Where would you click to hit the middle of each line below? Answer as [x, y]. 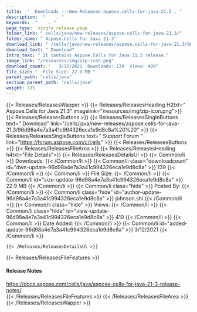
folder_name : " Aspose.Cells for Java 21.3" [61, 39]
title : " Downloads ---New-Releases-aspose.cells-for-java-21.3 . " [94, 11]
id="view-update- [88, 211]
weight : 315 [21, 88]
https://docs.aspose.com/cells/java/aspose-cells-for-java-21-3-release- [93, 284]
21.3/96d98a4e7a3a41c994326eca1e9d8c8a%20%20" [73, 129]
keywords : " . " [31, 22]
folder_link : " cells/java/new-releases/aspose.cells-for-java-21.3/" [94, 33]
